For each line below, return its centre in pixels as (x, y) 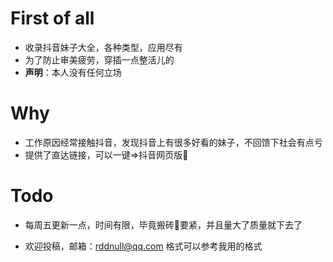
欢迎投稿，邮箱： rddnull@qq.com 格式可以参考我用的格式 (143, 246)
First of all (52, 18)
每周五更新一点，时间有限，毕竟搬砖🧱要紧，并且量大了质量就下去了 (163, 224)
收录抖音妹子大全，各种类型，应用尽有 (103, 47)
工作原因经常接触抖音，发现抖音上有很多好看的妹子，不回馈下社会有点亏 (173, 142)
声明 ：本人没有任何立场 (73, 72)
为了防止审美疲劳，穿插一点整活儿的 (99, 59)
